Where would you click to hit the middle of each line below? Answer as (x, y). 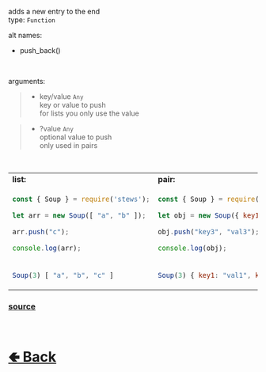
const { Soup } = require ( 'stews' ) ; (81, 199)
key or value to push (72, 105)
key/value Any (61, 97)
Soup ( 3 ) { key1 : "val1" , (205, 275)
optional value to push (76, 137)
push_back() (40, 50)
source (22, 306)
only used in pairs (68, 145)
